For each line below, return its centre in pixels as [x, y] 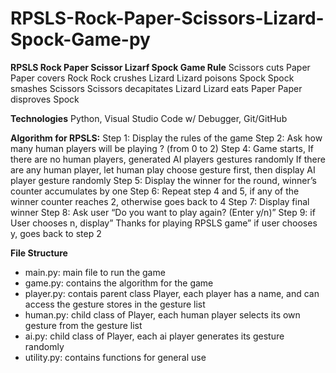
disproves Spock [45, 99]
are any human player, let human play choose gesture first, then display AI [163, 169]
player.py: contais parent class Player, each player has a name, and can [172, 293]
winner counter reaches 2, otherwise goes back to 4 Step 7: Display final [160, 201]
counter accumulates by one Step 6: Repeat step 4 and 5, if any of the [155, 191]
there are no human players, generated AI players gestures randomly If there [168, 159]
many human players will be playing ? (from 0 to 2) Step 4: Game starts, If [162, 148]
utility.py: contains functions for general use [115, 357]
